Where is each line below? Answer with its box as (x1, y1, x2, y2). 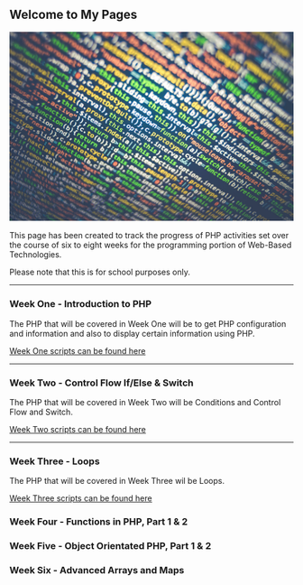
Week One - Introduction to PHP (9, 298, 151, 311)
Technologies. (9, 249, 62, 260)
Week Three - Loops (9, 455, 101, 468)
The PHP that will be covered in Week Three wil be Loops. (9, 476, 225, 487)
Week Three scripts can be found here (9, 493, 152, 504)
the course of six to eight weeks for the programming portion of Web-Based (9, 239, 292, 251)
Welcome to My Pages (9, 7, 138, 23)
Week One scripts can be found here (9, 345, 146, 356)
